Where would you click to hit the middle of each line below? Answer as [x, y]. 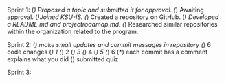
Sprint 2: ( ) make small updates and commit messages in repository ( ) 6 [109, 45]
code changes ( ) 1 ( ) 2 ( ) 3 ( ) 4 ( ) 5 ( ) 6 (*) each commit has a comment [108, 52]
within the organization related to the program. [73, 31]
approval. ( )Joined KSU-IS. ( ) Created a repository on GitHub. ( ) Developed [113, 17]
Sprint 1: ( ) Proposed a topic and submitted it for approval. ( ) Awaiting [105, 10]
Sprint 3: [19, 72]
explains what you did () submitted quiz [63, 59]
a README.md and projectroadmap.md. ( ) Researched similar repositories [112, 24]
